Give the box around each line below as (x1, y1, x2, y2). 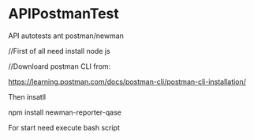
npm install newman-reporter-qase (8, 108, 122, 117)
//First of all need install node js (8, 46, 110, 55)
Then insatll (8, 92, 46, 101)
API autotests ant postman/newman (8, 31, 125, 40)
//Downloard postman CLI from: (8, 61, 111, 71)
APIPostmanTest (8, 5, 120, 23)
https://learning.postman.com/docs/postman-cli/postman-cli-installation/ (8, 77, 247, 86)
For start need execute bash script (8, 123, 120, 132)
